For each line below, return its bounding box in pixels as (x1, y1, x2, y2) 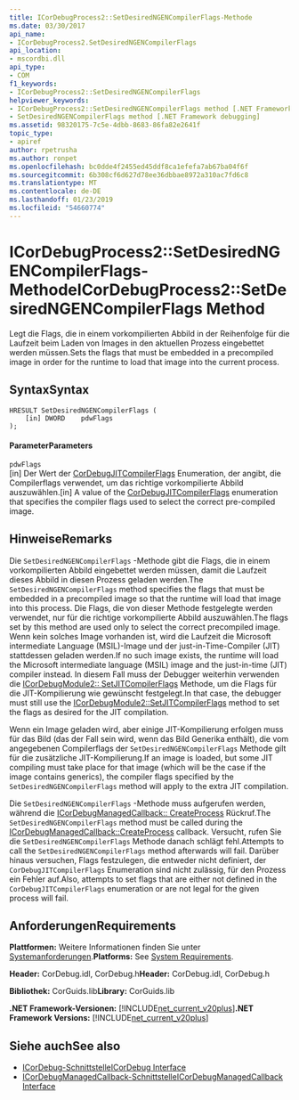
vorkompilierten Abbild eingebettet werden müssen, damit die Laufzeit (9, 565, 267, 575)
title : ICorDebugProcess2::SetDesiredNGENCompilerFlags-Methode (9, 12, 253, 22)
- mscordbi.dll (9, 54, 66, 63)
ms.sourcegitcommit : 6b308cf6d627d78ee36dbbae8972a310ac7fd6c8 (9, 170, 249, 179)
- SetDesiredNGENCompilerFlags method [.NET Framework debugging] (9, 112, 261, 121)
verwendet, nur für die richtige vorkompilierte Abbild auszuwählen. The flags (9, 612, 289, 623)
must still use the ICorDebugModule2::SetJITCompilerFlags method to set (9, 697, 280, 708)
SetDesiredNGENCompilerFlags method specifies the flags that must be (9, 583, 265, 594)
